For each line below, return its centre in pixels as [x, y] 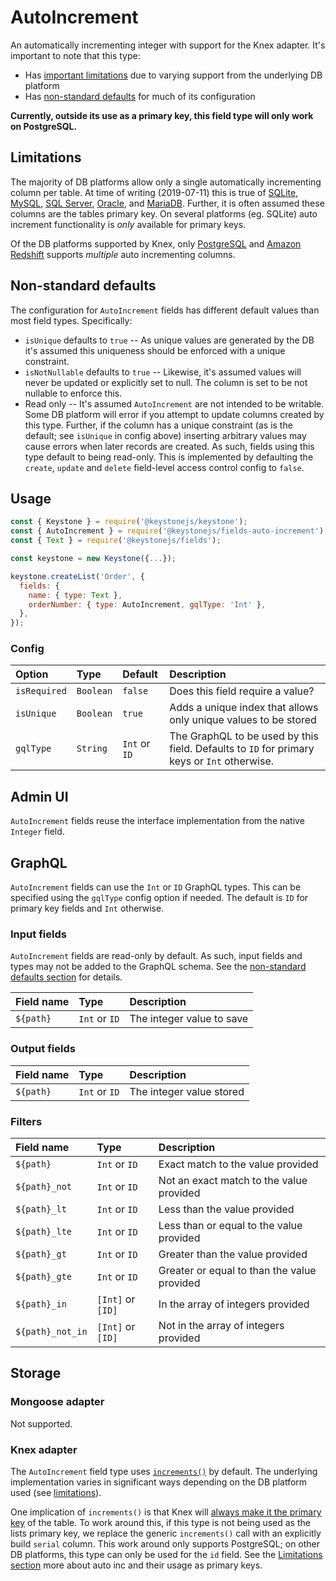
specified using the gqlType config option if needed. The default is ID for [159, 898]
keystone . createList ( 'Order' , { [77, 576]
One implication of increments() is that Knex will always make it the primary [166, 1512]
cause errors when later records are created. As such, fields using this [169, 446]
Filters [26, 1121]
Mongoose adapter [57, 1402]
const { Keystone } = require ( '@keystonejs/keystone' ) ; [129, 522]
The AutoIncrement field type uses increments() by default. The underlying [164, 1471]
